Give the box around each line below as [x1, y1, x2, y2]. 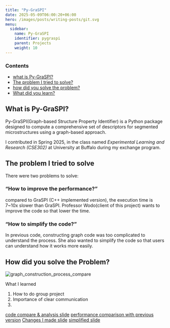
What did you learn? [12, 90, 55, 96]
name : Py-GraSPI [14, 31, 50, 36]
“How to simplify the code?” [5, 220, 77, 227]
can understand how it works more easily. [5, 243, 93, 249]
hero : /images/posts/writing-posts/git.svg [5, 17, 100, 22]
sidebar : [10, 26, 29, 32]
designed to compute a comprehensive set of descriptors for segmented [5, 123, 158, 130]
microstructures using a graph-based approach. [5, 129, 107, 135]
